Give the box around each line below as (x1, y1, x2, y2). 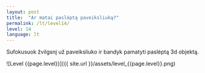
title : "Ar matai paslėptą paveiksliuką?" (6, 15, 119, 21)
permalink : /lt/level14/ (6, 20, 70, 26)
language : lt (6, 32, 40, 38)
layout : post (6, 9, 40, 15)
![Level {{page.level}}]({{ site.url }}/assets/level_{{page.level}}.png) (6, 60, 176, 68)
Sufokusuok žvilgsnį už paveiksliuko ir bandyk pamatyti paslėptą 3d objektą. (6, 48, 199, 55)
